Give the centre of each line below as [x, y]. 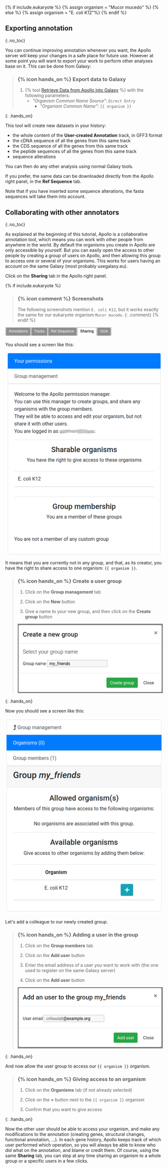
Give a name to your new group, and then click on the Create [88, 612]
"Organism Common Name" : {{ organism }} [85, 106]
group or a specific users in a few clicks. [47, 1161]
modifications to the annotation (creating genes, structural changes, [75, 1134]
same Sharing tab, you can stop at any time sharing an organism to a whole [83, 1155]
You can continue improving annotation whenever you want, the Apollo [78, 50]
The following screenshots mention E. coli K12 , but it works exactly [88, 310]
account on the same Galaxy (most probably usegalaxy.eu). [66, 266]
